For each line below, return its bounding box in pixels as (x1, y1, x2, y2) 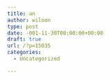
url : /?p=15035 (7, 42, 51, 49)
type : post (7, 23, 39, 30)
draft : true (7, 36, 42, 43)
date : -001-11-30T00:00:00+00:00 (7, 29, 104, 37)
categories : (7, 49, 42, 56)
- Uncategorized (13, 55, 60, 62)
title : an (7, 10, 36, 17)
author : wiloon (7, 17, 51, 24)
